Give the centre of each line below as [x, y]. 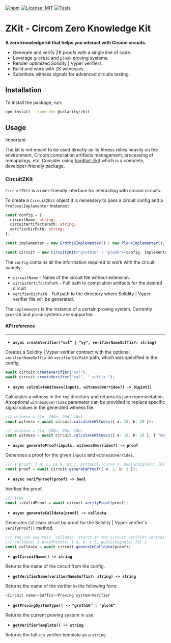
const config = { [24, 215]
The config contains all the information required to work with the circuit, [81, 262]
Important [16, 140]
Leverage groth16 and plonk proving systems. [61, 58]
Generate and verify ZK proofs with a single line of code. [72, 52]
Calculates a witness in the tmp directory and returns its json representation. [85, 396]
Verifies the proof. [24, 489]
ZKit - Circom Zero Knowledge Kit [78, 29]
